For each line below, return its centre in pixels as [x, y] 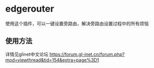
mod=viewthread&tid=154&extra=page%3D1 [52, 60]
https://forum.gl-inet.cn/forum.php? [87, 54]
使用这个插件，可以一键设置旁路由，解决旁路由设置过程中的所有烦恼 [77, 23]
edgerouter [30, 9]
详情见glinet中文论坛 [27, 54]
